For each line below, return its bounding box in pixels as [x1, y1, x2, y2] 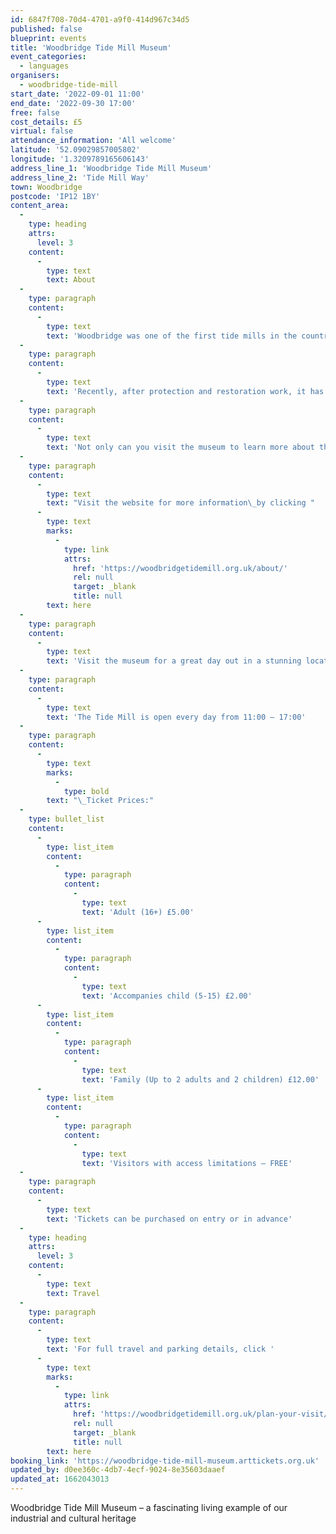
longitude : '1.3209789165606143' [10, 154, 150, 164]
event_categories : [10, 52, 87, 62]
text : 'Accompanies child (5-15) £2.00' [81, 991, 253, 1001]
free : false [10, 107, 60, 118]
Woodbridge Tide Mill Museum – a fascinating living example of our [10, 1502, 288, 1513]
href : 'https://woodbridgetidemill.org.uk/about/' [73, 563, 288, 573]
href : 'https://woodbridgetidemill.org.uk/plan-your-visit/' [73, 1409, 333, 1420]
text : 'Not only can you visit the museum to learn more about [46, 442, 315, 453]
